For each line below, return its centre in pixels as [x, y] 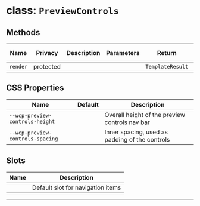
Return [167, 53]
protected [47, 67]
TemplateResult [167, 67]
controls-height [32, 121]
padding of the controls [137, 139]
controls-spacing [34, 139]
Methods [23, 33]
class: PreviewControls [62, 10]
